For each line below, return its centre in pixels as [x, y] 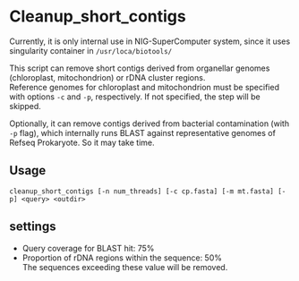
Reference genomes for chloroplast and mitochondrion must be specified [145, 87]
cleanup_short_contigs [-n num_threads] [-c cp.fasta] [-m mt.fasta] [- [148, 191]
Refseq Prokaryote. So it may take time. [82, 142]
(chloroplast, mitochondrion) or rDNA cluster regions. [107, 77]
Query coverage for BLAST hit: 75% [88, 248]
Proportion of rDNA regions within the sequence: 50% [122, 258]
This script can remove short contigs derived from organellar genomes [140, 68]
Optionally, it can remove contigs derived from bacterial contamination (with [149, 123]
